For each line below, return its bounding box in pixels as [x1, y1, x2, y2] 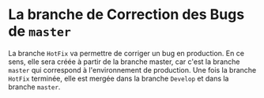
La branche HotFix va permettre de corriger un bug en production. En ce [8, 48, 245, 58]
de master [8, 22, 71, 40]
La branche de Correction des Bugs [8, 6, 245, 24]
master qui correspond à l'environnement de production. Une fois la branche [8, 65, 257, 74]
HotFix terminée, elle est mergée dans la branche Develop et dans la [8, 73, 229, 83]
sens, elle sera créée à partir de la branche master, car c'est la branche [8, 57, 240, 66]
